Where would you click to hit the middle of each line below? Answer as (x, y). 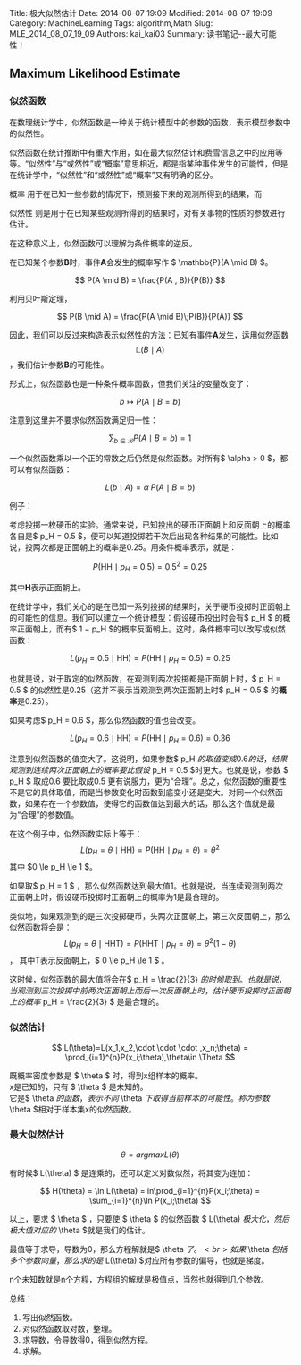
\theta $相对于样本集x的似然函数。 (73, 1109)
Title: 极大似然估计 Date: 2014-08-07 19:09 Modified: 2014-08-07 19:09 (141, 13)
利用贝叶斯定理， (41, 298)
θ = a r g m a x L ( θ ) (150, 1155)
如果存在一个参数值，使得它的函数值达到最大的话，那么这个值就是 (146, 803)
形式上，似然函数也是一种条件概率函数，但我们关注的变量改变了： (130, 383)
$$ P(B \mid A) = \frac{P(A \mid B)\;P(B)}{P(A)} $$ (150, 316)
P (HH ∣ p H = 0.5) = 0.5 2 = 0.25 (150, 567)
